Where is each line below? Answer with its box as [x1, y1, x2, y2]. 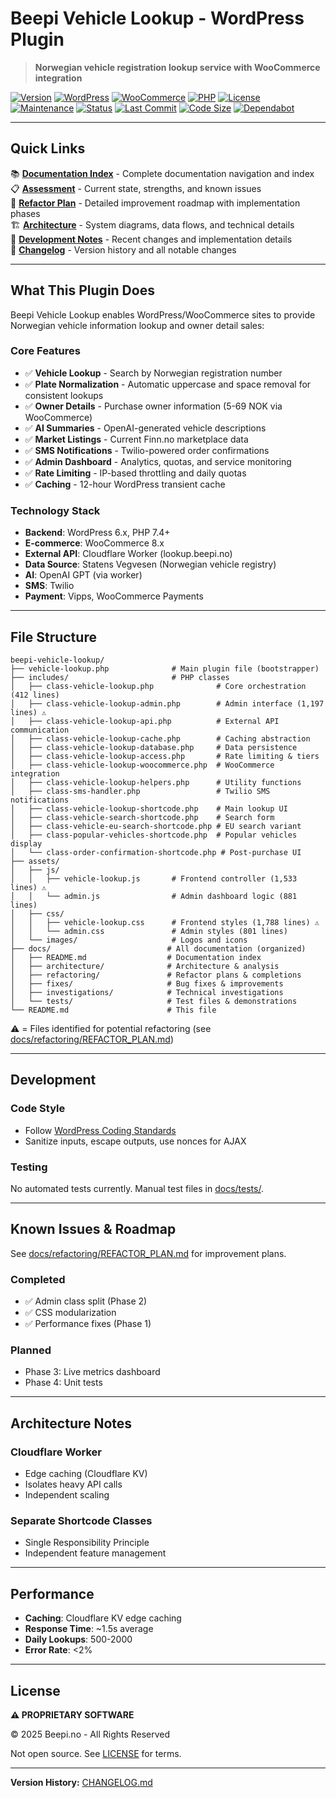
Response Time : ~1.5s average [24, 1623, 154, 1635]
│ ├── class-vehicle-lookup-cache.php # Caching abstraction [10, 733, 311, 744]
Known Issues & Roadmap [10, 1221, 177, 1238]
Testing [10, 1160, 48, 1174]
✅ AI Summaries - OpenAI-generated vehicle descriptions [24, 422, 267, 434]
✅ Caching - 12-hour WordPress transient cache [24, 478, 226, 490]
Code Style [10, 1102, 66, 1116]
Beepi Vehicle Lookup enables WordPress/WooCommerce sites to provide [10, 308, 316, 321]
